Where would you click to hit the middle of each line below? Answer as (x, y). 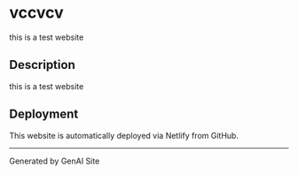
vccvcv (36, 13)
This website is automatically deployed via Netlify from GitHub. (124, 135)
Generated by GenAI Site (55, 161)
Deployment (44, 114)
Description (42, 65)
